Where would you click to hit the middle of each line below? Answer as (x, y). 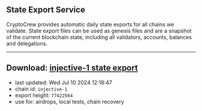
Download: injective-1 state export (72, 68)
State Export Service (46, 10)
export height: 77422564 (44, 95)
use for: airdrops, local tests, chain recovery (69, 101)
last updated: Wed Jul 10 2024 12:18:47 (63, 82)
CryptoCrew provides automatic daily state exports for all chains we (90, 24)
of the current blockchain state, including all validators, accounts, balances (99, 37)
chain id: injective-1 (41, 89)
